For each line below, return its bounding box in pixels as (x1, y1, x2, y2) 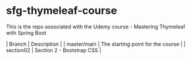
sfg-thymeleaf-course (6, 4, 117, 17)
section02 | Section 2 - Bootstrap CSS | (6, 46, 101, 53)
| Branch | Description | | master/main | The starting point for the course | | (6, 40, 186, 47)
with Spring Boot (6, 29, 47, 36)
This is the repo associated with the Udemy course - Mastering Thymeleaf (6, 23, 186, 30)
